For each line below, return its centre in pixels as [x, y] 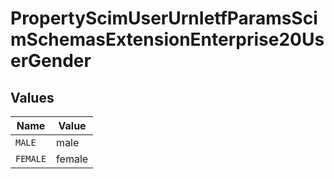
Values [32, 97]
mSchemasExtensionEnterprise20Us [167, 39]
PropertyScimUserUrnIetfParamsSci [164, 18]
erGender [51, 61]
